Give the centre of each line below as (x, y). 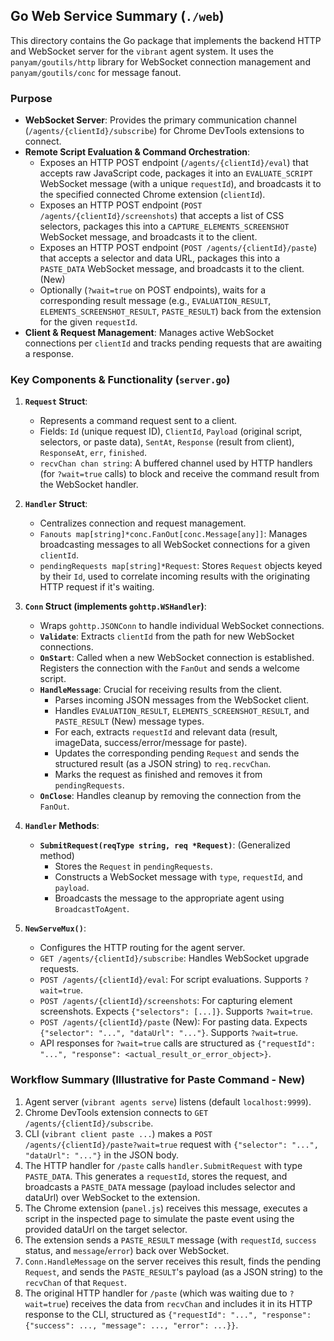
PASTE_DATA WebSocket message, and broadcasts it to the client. (172, 269)
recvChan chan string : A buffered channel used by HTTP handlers (176, 463)
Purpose (31, 98)
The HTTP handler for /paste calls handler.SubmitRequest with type (163, 1165)
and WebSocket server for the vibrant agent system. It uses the (142, 51)
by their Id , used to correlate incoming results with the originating (175, 576)
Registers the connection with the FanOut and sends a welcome (169, 668)
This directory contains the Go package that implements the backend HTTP (166, 40)
